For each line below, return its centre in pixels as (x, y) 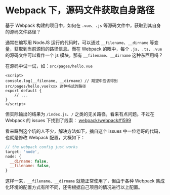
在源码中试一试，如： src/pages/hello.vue (49, 66)
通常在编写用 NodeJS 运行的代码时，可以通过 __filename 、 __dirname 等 (80, 42)
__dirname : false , (29, 161)
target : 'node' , (22, 152)
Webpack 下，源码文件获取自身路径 (80, 10)
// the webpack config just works (42, 147)
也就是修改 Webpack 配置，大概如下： (45, 137)
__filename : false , (30, 166)
